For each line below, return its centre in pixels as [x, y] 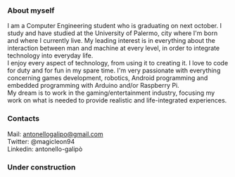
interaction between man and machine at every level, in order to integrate [114, 48]
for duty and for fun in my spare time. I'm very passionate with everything [114, 71]
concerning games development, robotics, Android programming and [108, 78]
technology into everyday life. [50, 55]
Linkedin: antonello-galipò [45, 149]
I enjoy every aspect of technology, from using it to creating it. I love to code [118, 63]
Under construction [42, 167]
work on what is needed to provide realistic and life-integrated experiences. [117, 100]
